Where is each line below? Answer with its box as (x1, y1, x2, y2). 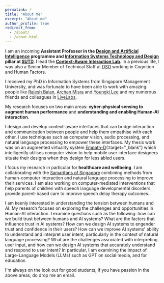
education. (5, 257, 27, 263)
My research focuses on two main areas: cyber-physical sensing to (5, 104, 143, 110)
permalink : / (5, 7, 32, 12)
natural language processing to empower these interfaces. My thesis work (5, 139, 156, 145)
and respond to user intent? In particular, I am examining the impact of (5, 247, 147, 253)
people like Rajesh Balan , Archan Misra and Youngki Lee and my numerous (5, 89, 156, 95)
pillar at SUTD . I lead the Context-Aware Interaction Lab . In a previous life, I (5, 58, 160, 64)
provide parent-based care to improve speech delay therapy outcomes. (5, 190, 150, 197)
